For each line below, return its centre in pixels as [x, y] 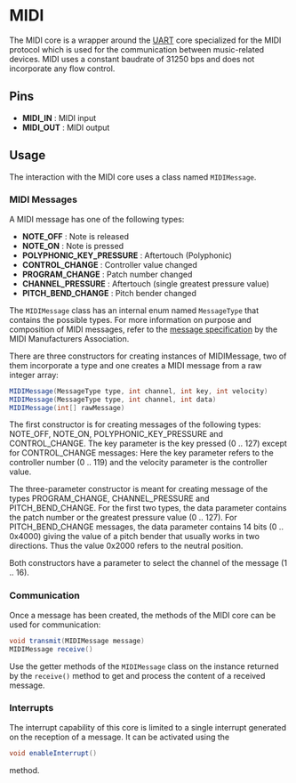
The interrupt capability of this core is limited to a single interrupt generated [148, 727]
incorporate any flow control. [62, 69]
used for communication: [55, 625]
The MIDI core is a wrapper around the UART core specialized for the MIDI [145, 40]
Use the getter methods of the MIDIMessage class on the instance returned [144, 666]
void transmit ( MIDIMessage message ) [77, 641]
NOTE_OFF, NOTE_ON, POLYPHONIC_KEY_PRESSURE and [116, 434]
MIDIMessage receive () [51, 649]
